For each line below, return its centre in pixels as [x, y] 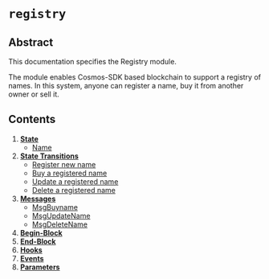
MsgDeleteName [60, 224]
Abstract [31, 42]
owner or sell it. [34, 94]
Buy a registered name [69, 173]
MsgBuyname [55, 207]
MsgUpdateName [61, 215]
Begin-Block [41, 232]
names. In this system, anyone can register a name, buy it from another [126, 86]
